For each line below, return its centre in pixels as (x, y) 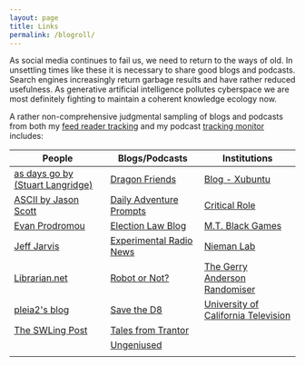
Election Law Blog (148, 226)
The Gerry (226, 267)
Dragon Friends (143, 180)
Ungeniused (136, 345)
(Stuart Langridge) (54, 185)
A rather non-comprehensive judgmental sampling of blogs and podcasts (147, 117)
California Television (247, 316)
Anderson (225, 278)
